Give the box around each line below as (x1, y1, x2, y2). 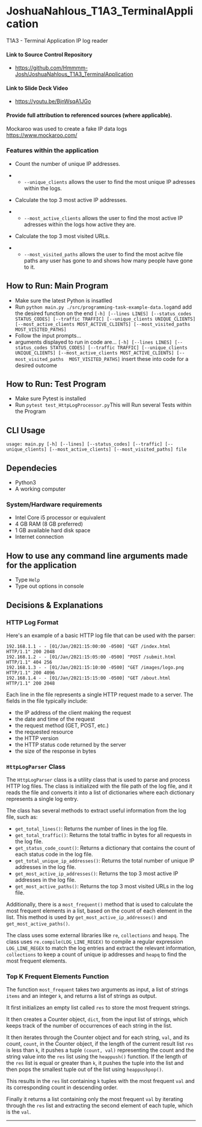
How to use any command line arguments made (6, 550, 188, 561)
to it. (23, 263, 35, 271)
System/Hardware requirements (6, 500, 102, 509)
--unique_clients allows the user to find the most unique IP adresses (23, 178, 195, 185)
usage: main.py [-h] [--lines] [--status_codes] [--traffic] (6, 441, 163, 447)
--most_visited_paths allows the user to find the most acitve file (23, 250, 183, 257)
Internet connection (14, 533, 64, 541)
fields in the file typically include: (6, 697, 88, 705)
